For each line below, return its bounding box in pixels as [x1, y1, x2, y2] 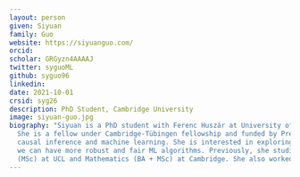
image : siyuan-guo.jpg [9, 113, 94, 122]
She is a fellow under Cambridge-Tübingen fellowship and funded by [17, 130, 278, 139]
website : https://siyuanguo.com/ [9, 38, 134, 47]
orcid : [9, 46, 34, 55]
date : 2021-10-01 [9, 88, 74, 97]
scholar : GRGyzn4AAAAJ [9, 55, 94, 63]
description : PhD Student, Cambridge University [9, 105, 194, 114]
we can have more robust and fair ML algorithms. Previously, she [17, 146, 270, 155]
